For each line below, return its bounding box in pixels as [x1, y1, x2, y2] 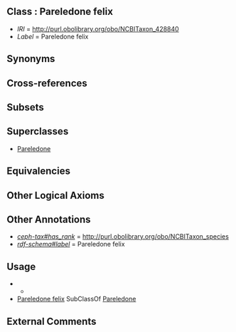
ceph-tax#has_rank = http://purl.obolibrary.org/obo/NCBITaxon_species [16, 232, 229, 241]
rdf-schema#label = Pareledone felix [16, 240, 125, 249]
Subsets [6, 101, 44, 113]
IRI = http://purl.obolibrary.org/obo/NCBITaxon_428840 [16, 24, 179, 33]
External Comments [6, 315, 97, 327]
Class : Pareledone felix [6, 6, 113, 18]
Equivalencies [6, 165, 70, 177]
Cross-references [6, 77, 88, 89]
